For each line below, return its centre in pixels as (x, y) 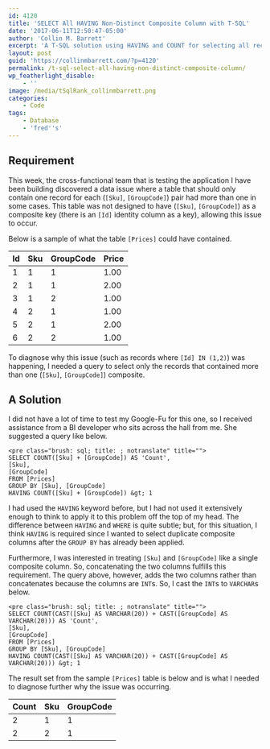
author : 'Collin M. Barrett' (57, 38)
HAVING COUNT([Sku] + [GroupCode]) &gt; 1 (80, 493)
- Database (41, 121)
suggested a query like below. (58, 437)
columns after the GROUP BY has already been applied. (96, 542)
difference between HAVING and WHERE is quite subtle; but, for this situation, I (133, 525)
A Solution (35, 399)
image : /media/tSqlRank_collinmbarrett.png (82, 91)
